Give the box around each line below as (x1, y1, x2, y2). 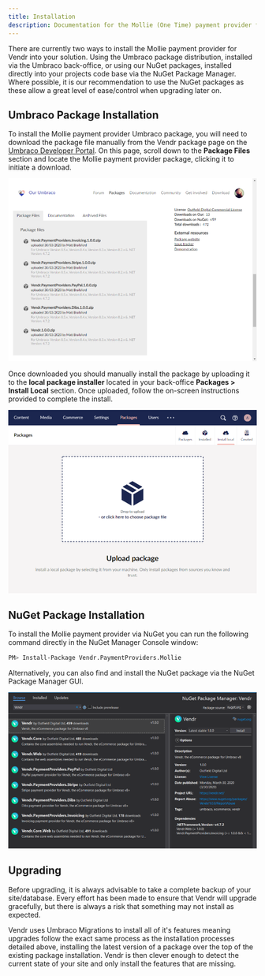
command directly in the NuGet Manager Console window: (8, 638, 199, 647)
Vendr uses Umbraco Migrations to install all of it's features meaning (8, 925, 231, 934)
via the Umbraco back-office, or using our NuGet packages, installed (8, 60, 233, 70)
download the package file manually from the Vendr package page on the (8, 138, 248, 147)
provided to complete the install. (8, 394, 113, 404)
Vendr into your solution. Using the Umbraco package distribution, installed (8, 52, 252, 61)
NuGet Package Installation (8, 608, 145, 622)
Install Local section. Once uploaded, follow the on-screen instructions (8, 386, 240, 396)
